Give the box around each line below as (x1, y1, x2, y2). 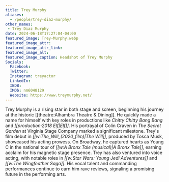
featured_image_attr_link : (5, 45, 63, 50)
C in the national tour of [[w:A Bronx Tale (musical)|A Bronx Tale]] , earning (5, 144, 162, 150)
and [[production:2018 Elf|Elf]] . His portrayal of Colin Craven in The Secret (5, 123, 161, 129)
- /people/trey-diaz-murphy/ (10, 17, 72, 22)
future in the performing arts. (5, 171, 66, 177)
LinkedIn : (10, 78, 31, 83)
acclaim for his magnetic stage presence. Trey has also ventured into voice (5, 149, 163, 156)
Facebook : (10, 64, 31, 69)
